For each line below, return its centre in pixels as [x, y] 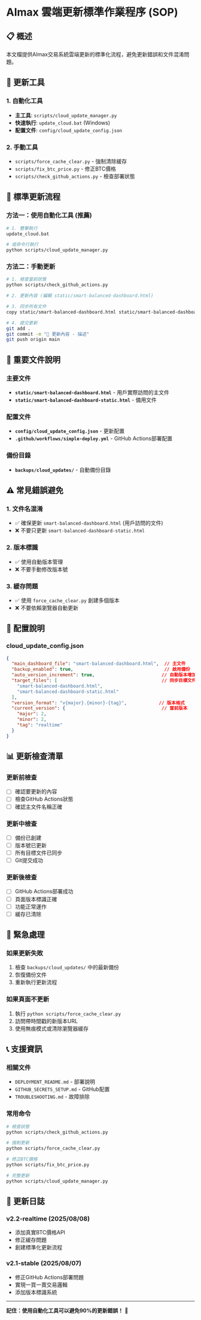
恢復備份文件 [31, 975]
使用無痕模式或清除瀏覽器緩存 [51, 1028]
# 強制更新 [18, 1143]
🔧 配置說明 [25, 629]
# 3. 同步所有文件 [26, 307]
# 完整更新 [18, 1175]
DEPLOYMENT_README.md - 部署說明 [55, 1082]
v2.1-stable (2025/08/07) [44, 1263]
